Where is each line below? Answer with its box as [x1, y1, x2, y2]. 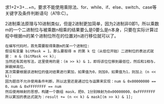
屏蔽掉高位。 [5, 64, 27, 69]
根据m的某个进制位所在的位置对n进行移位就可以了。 [13, 33, 119, 39]
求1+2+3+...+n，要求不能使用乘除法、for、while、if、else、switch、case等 [5, 4, 157, 10]
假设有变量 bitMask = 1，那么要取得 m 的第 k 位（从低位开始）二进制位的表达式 [5, 49, 150, 54]
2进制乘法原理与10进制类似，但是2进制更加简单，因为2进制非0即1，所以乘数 [5, 21, 159, 26]
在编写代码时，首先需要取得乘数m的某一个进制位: [5, 43, 90, 48]
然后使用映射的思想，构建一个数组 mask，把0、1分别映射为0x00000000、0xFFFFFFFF [5, 89, 156, 94]
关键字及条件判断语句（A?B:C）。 [5, 10, 71, 16]
